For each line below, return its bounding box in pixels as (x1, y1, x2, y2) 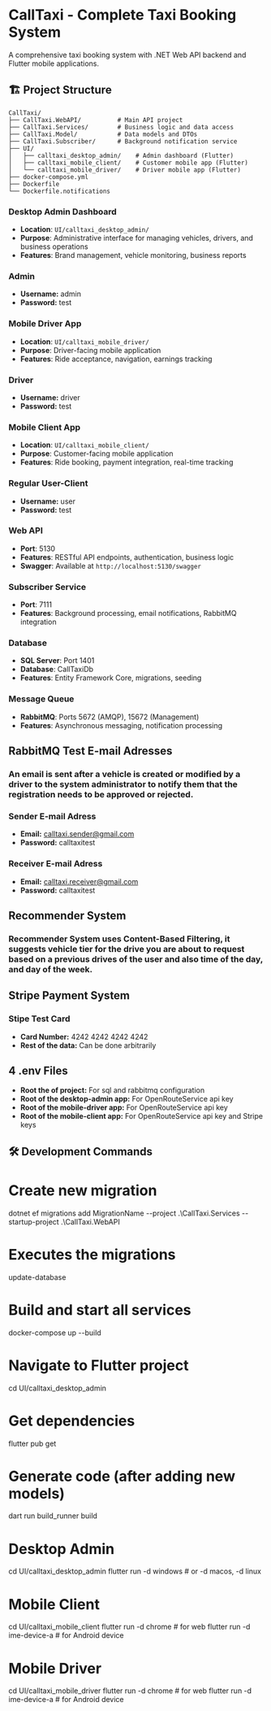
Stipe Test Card (8, 1013, 71, 1024)
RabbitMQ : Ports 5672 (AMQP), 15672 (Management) (19, 712, 200, 722)
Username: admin (19, 289, 81, 299)
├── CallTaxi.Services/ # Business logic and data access (8, 123, 234, 131)
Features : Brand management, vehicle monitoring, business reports (19, 251, 247, 260)
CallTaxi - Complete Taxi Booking (8, 6, 237, 24)
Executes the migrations (8, 1245, 176, 1264)
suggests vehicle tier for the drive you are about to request (8, 943, 245, 954)
